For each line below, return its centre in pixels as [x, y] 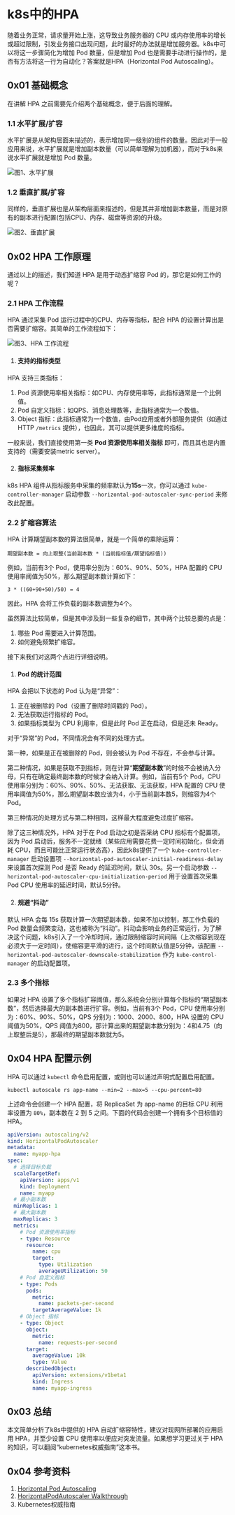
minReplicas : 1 [36, 1206]
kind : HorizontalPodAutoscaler [53, 1141]
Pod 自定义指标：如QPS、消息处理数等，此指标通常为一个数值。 [110, 410]
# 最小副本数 [30, 1200]
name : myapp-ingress [62, 1388]
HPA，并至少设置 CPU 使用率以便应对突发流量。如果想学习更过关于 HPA [119, 1439]
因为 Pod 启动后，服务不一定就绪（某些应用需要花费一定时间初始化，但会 [113, 841]
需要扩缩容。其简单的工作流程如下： [65, 329]
